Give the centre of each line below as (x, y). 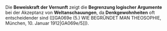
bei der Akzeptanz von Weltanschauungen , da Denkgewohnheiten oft (80, 12)
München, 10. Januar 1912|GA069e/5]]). (47, 23)
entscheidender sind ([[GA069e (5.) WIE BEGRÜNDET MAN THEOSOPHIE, (83, 18)
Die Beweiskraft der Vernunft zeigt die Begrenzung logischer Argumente (84, 7)
